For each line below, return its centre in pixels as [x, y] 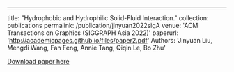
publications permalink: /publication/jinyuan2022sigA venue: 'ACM [103, 26]
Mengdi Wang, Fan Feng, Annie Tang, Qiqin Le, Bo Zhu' [86, 48]
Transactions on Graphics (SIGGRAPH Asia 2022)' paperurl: [93, 33]
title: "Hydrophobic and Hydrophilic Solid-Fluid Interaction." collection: [108, 18]
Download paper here [38, 61]
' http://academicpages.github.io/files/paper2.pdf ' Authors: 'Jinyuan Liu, [110, 40]
